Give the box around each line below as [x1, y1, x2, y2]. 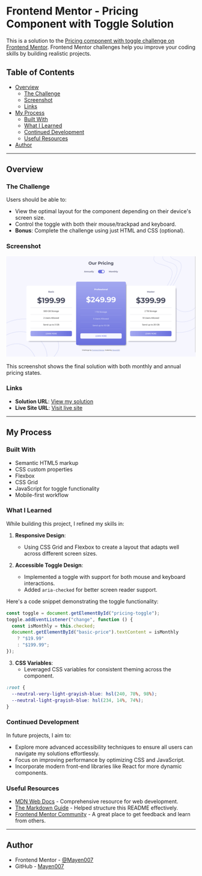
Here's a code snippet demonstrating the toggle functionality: [6, 598, 159, 605]
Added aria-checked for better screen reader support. [23, 586, 158, 593]
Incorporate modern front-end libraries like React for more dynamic [14, 763, 182, 770]
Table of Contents [6, 68, 75, 78]
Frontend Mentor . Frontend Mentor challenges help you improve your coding [6, 43, 196, 51]
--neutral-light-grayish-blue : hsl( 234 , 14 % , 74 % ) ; [11, 697, 144, 703]
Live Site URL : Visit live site [14, 404, 83, 411]
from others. [14, 817, 46, 825]
